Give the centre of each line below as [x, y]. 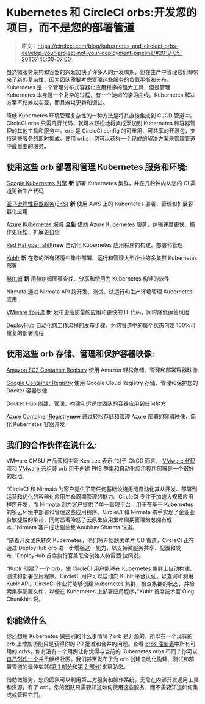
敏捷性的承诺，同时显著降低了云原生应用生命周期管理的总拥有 [89, 519]
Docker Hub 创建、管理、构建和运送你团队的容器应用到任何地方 [86, 403]
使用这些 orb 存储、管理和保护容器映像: [80, 354]
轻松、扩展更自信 [38, 232]
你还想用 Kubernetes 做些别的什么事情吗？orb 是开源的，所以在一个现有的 [100, 636]
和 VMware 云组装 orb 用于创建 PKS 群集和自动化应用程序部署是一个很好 [103, 469]
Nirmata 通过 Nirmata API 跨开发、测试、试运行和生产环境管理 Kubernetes [100, 291]
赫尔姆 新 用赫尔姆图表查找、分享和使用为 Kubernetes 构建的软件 [88, 278]
